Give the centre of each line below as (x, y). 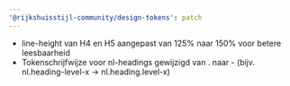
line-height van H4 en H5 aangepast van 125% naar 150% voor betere (151, 43)
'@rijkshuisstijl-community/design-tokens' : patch (105, 17)
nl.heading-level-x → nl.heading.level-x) (95, 72)
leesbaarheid (46, 52)
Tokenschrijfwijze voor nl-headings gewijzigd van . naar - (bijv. (138, 62)
